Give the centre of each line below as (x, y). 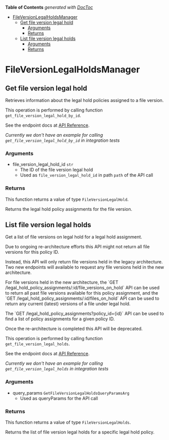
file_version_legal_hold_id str (43, 164)
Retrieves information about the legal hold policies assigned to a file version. (84, 100)
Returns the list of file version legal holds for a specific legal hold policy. (80, 432)
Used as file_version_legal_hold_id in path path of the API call (87, 175)
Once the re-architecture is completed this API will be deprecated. (74, 329)
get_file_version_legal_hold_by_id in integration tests (63, 140)
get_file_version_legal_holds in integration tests (57, 369)
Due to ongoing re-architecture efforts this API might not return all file (77, 247)
